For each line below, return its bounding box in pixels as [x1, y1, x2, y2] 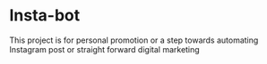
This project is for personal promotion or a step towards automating [9, 35, 259, 45]
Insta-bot [9, 5, 81, 26]
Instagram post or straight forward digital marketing [9, 44, 200, 54]
